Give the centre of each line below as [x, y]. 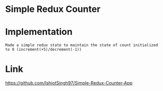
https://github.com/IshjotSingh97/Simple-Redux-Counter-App [69, 83]
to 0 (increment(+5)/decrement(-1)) [43, 50]
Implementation [39, 32]
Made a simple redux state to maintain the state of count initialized [81, 45]
